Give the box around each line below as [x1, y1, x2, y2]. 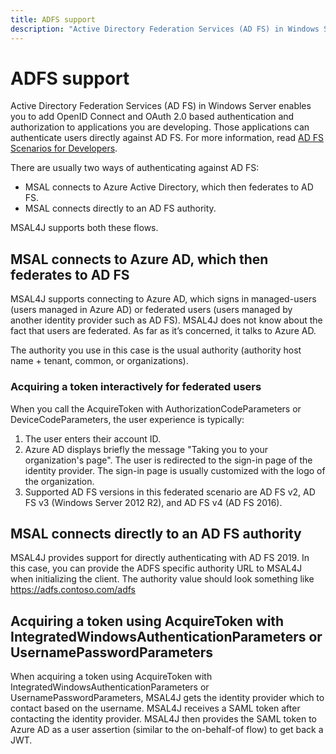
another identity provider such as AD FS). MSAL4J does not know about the [10, 314, 323, 326]
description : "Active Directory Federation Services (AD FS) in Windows [10, 24, 320, 34]
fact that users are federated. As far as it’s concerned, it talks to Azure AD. [10, 325, 317, 337]
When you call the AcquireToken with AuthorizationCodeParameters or [10, 402, 302, 415]
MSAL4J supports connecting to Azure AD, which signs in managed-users [10, 293, 317, 305]
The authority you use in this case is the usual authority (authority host [10, 344, 302, 356]
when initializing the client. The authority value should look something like [10, 573, 315, 585]
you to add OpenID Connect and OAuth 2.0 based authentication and [10, 111, 295, 123]
